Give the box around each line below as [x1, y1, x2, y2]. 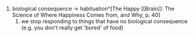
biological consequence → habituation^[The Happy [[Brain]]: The [12, 5, 175, 12]
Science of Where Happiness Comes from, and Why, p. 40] [12, 11, 161, 18]
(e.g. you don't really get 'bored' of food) [21, 24, 124, 31]
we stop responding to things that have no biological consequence [21, 18, 188, 24]
